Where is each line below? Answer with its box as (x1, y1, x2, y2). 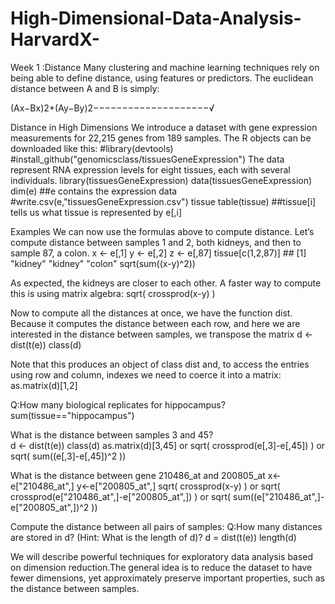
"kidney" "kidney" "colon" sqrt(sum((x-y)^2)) (10, 257, 196, 269)
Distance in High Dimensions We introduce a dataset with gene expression (10, 121, 318, 133)
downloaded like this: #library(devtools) (10, 142, 174, 154)
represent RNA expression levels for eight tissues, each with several (10, 163, 291, 176)
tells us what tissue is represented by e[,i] (10, 206, 183, 218)
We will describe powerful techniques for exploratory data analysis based (10, 550, 314, 562)
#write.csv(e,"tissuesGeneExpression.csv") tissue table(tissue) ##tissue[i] (10, 195, 317, 207)
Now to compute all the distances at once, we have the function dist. (10, 307, 293, 319)
